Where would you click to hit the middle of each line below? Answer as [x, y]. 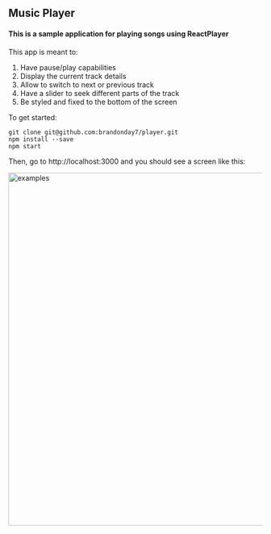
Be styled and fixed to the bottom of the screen [98, 102]
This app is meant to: [43, 52]
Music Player [42, 13]
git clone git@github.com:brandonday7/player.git [94, 132]
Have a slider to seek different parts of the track [100, 93]
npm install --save [41, 139]
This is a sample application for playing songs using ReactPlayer [119, 33]
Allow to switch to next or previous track [87, 85]
